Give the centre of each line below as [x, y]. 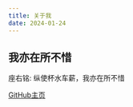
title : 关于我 [30, 16]
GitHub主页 [27, 95]
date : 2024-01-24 [37, 23]
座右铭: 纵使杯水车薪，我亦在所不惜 [66, 78]
